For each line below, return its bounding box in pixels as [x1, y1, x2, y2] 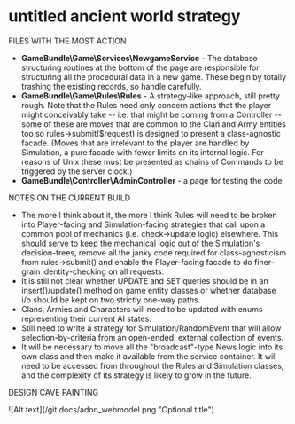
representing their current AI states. [20, 313, 152, 324]
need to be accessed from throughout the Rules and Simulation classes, [20, 360, 284, 371]
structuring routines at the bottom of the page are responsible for [20, 62, 260, 73]
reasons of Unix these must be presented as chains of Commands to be [20, 156, 284, 167]
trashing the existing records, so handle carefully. [20, 81, 202, 91]
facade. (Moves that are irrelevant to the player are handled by [20, 137, 250, 148]
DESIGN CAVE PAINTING [8, 387, 99, 397]
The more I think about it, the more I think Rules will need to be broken [20, 209, 278, 220]
